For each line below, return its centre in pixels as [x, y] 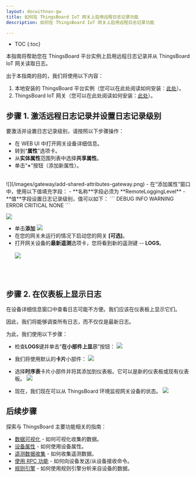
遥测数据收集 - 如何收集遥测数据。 [56, 454]
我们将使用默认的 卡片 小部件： [50, 359]
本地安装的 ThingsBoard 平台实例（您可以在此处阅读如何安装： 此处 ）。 [99, 88]
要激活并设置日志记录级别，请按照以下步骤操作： [65, 131]
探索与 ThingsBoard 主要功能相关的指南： [56, 426]
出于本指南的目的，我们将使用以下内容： [55, 76]
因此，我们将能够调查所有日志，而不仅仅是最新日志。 [70, 322]
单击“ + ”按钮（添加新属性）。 [48, 166]
